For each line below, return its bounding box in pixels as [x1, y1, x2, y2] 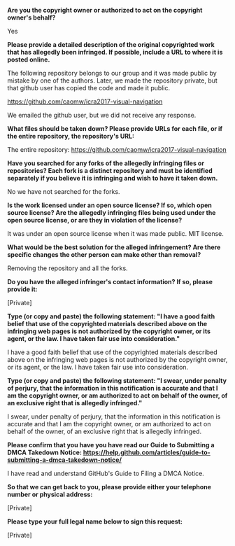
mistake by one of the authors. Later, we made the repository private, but [7, 76, 218, 85]
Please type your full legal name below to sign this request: [7, 517, 183, 526]
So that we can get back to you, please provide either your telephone [7, 483, 212, 491]
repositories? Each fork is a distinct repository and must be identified [7, 167, 213, 174]
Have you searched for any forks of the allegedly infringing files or [7, 159, 205, 167]
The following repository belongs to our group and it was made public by [7, 69, 217, 77]
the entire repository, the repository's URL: [7, 132, 135, 140]
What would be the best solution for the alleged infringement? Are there [7, 243, 221, 251]
